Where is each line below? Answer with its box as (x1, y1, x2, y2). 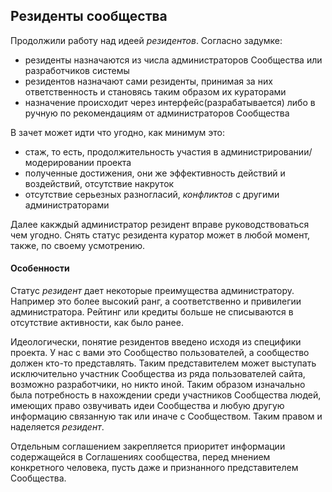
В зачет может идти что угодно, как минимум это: (10, 126, 226, 138)
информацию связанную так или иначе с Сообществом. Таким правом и (10, 410, 323, 423)
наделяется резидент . (10, 421, 105, 433)
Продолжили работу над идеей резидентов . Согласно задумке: (10, 34, 283, 46)
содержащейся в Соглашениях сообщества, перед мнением (10, 451, 271, 463)
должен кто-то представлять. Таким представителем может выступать (10, 357, 317, 369)
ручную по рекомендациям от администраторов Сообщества (24, 107, 290, 119)
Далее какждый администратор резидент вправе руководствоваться (10, 218, 310, 230)
